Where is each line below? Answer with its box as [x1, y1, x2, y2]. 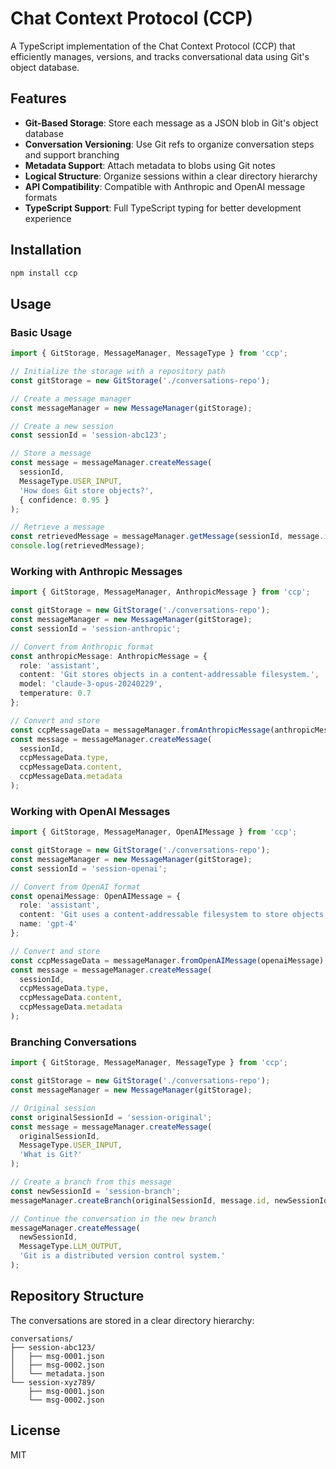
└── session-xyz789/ [10, 1377, 97, 1387]
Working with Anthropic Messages [10, 564, 183, 578]
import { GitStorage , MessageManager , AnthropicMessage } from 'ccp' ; [10, 587, 311, 597]
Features [10, 90, 67, 107]
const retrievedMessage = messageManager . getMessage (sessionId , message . [10, 532, 325, 542]
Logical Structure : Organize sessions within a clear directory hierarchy [24, 170, 318, 182]
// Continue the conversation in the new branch [10, 1213, 217, 1224]
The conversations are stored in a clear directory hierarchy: [10, 1314, 255, 1326]
